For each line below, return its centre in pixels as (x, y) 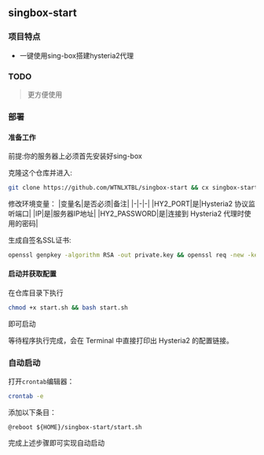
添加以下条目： (32, 412)
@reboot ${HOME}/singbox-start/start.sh (75, 427)
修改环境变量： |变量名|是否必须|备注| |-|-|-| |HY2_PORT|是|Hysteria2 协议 (128, 203)
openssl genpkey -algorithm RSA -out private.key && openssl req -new (126, 255)
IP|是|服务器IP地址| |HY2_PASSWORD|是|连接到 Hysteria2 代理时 (140, 213)
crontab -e (26, 397)
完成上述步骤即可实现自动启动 (56, 443)
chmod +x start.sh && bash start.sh (68, 308)
